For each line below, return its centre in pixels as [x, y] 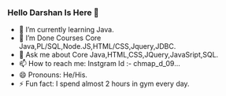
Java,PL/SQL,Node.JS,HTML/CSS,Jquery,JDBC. [97, 46]
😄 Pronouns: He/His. [53, 75]
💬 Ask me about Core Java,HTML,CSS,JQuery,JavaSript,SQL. [119, 55]
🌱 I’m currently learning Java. [67, 30]
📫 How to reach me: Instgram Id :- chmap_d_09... [99, 64]
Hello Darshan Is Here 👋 [53, 13]
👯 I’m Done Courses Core [60, 38]
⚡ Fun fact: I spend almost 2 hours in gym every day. [104, 84]
